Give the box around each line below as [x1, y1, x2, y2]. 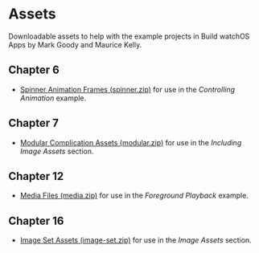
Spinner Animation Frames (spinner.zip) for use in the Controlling [19, 84, 236, 94]
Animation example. [19, 93, 87, 103]
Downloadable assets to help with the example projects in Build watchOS [8, 31, 250, 41]
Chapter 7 [8, 116, 59, 130]
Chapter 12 [8, 169, 64, 183]
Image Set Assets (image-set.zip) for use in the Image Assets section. [19, 235, 252, 245]
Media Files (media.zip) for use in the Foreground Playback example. [19, 190, 249, 201]
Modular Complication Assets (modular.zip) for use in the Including [19, 137, 242, 147]
